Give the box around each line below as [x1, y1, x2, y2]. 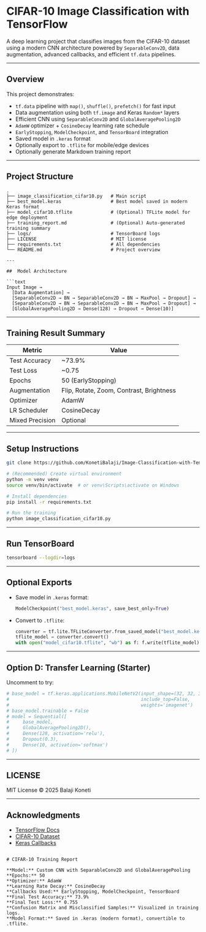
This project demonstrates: [6, 90, 75, 97]
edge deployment [6, 214, 48, 221]
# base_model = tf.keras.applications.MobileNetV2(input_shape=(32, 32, [6, 691, 196, 697]
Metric [22, 346, 43, 355]
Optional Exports [6, 577, 72, 588]
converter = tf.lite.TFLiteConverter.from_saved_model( [15, 628, 161, 635]
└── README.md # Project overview [6, 246, 161, 252]
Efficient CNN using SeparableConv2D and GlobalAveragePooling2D [15, 115, 181, 123]
